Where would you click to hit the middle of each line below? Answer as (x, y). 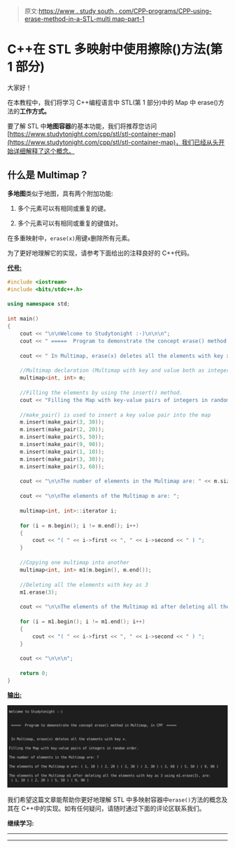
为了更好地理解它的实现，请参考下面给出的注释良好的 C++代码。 (100, 253)
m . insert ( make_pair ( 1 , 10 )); (62, 452)
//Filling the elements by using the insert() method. (101, 392)
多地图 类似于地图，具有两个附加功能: (60, 193)
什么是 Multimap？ (48, 175)
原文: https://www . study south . (71, 11)
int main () (23, 319)
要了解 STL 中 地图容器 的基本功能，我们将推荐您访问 (82, 126)
